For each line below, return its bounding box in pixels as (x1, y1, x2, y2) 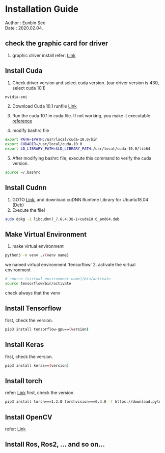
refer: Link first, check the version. (5, 390, 75, 396)
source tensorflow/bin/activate (5, 281, 71, 286)
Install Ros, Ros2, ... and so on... (5, 440, 105, 449)
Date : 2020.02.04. (5, 25, 43, 31)
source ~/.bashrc (5, 170, 41, 175)
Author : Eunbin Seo (5, 20, 46, 26)
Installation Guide (5, 3, 79, 15)
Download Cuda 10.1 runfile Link (12, 103, 77, 109)
